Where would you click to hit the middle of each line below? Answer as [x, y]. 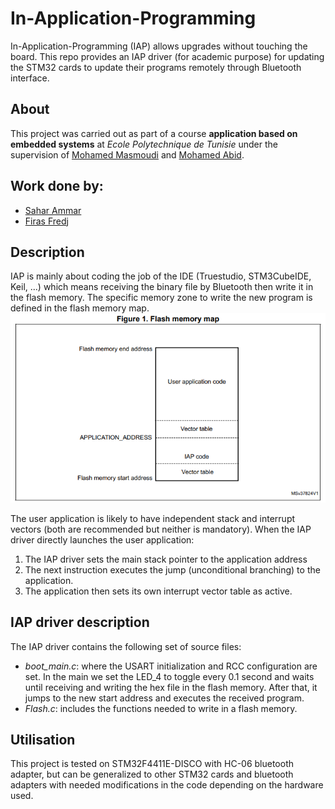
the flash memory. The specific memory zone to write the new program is [161, 298]
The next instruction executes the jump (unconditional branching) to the [172, 569]
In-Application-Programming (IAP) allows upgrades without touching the [159, 46]
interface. [30, 78]
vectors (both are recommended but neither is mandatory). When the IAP [161, 529]
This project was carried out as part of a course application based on [154, 133]
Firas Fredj [46, 221]
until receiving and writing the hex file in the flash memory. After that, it [171, 687]
